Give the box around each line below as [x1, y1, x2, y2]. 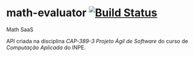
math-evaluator [6, 6, 87, 20]
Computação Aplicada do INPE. [6, 44, 86, 51]
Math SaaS [6, 26, 33, 33]
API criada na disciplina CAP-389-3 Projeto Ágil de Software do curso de [6, 37, 189, 44]
